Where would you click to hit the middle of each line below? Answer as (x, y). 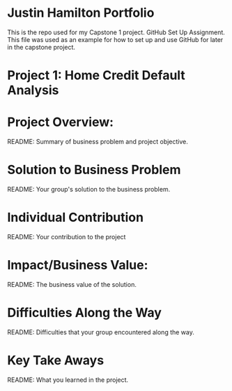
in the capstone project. (41, 47)
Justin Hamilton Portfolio (81, 13)
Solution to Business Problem (94, 170)
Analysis (33, 91)
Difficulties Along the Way (85, 313)
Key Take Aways (56, 360)
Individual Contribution (76, 218)
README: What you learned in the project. (68, 380)
